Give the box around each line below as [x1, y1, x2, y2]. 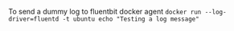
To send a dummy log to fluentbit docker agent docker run [8, 7, 202, 16]
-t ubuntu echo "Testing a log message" [62, 15, 199, 23]
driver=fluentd [8, 15, 60, 23]
